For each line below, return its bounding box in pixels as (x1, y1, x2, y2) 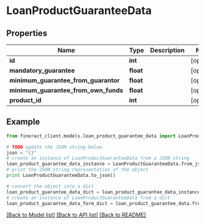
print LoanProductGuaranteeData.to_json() (6, 172, 116, 179)
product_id (9, 96, 41, 104)
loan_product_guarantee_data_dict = (6, 189, 99, 195)
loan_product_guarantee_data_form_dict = (6, 200, 113, 206)
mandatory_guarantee (9, 67, 75, 74)
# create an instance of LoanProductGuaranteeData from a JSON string (6, 155, 190, 162)
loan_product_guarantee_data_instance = (6, 161, 111, 167)
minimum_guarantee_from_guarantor (9, 76, 120, 84)
